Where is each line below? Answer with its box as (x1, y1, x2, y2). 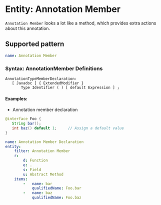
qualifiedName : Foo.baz (31, 195, 81, 200)
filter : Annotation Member (14, 148, 70, 153)
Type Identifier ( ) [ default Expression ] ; (20, 85, 120, 90)
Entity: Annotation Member (5, 3, 121, 15)
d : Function (23, 158, 48, 163)
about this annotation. (5, 25, 50, 31)
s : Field (23, 167, 41, 172)
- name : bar (23, 181, 52, 186)
